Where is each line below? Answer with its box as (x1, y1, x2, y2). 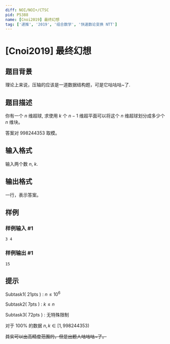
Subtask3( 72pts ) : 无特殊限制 (5, 312, 69, 318)
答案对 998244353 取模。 (5, 130, 60, 136)
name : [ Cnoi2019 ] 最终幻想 (5, 17, 60, 22)
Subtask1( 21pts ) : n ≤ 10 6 (5, 290, 61, 297)
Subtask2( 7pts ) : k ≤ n (5, 301, 55, 307)
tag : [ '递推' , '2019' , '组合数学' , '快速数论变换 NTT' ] (5, 21, 117, 27)
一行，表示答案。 (5, 192, 41, 198)
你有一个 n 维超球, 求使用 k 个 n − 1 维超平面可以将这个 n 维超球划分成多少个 (5, 113, 165, 119)
